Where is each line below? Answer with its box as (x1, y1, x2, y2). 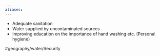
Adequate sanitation (12, 20, 53, 26)
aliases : (5, 7, 23, 12)
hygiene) (12, 36, 30, 42)
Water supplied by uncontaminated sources (12, 25, 100, 32)
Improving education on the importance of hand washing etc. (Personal (12, 31, 156, 37)
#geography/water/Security (5, 45, 61, 51)
